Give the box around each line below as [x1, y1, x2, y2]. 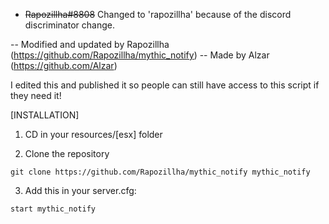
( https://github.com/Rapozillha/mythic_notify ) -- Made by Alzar [10, 49, 270, 61]
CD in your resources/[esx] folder [24, 129, 163, 140]
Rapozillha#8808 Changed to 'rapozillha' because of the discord [24, 9, 292, 20]
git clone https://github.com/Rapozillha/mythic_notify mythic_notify [10, 167, 311, 177]
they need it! [10, 90, 62, 101]
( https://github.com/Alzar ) [10, 60, 118, 71]
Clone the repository [24, 148, 110, 159]
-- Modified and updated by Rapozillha [10, 39, 170, 50]
